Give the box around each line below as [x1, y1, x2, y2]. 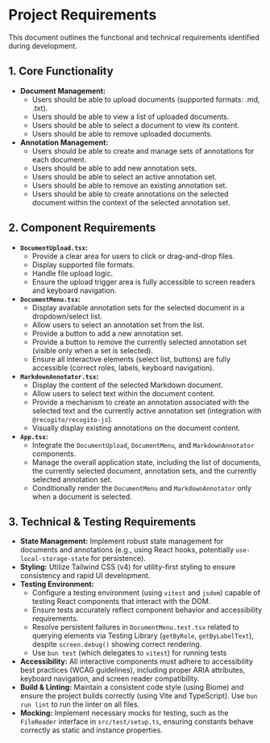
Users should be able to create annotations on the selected [31, 188, 229, 199]
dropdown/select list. [31, 311, 103, 321]
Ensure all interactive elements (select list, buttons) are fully [31, 354, 231, 364]
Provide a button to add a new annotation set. [31, 328, 184, 338]
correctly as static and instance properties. [19, 725, 164, 735]
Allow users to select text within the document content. [31, 388, 215, 398]
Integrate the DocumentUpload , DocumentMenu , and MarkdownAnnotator [31, 440, 255, 450]
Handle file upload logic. [31, 268, 114, 278]
